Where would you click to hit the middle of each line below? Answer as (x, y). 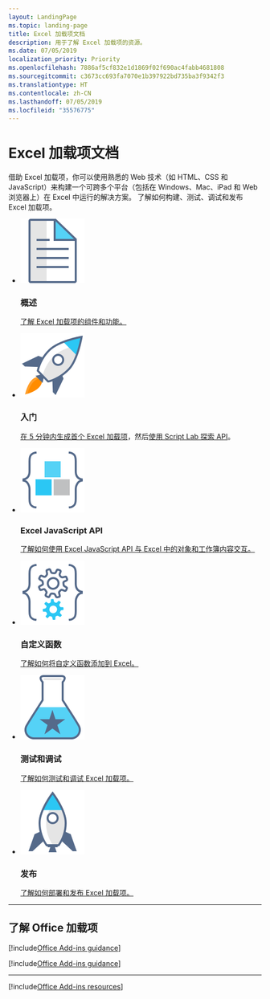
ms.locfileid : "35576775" (51, 110)
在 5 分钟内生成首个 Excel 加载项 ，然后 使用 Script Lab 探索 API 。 (127, 436)
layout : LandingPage (43, 17)
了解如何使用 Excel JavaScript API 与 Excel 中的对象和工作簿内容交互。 (137, 549)
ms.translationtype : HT (48, 84)
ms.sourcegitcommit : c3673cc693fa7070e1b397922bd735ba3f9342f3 (117, 76)
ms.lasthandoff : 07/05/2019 (55, 102)
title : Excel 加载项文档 (47, 34)
